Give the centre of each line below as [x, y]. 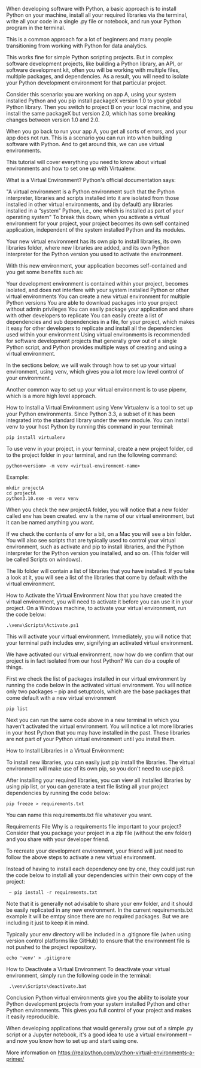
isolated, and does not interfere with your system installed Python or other [98, 290]
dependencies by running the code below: [58, 793]
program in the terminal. [36, 28]
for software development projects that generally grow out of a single [92, 341]
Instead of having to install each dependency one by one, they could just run [100, 869]
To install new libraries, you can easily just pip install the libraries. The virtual [100, 762]
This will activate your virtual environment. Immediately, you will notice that [99, 636]
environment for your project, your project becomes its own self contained [98, 223]
